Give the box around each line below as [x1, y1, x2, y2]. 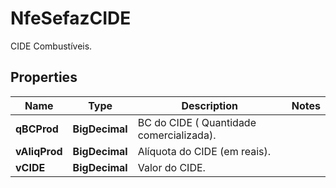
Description [181, 98, 238, 112]
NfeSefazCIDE [10, 7, 132, 30]
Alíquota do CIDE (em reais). [137, 144, 272, 158]
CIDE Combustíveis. [10, 40, 93, 52]
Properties [10, 69, 78, 86]
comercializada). [137, 128, 217, 142]
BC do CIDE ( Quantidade [137, 115, 257, 129]
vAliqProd [15, 144, 63, 158]
